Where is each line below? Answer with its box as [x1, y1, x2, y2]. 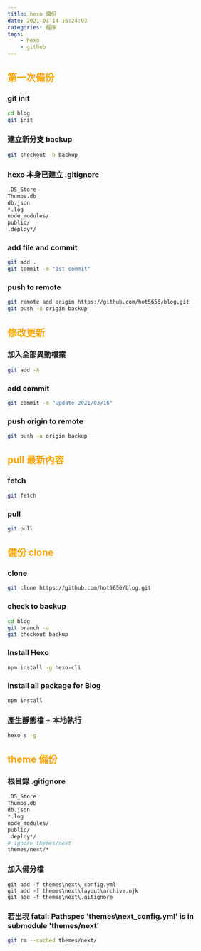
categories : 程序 [7, 24, 57, 31]
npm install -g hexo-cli [7, 664, 81, 671]
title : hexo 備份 [7, 10, 57, 18]
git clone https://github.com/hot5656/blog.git [7, 585, 152, 592]
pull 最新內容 [7, 454, 64, 466]
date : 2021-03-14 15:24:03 [7, 17, 88, 24]
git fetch [7, 492, 37, 499]
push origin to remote [7, 416, 84, 426]
